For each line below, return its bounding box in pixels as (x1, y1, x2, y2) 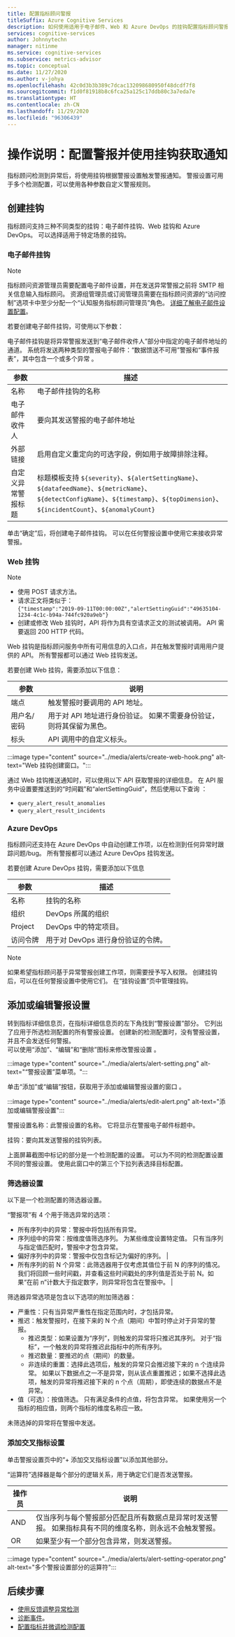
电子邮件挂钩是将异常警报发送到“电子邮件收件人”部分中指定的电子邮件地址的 (7, 336, 227, 345)
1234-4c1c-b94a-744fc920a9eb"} (17, 611, 109, 618)
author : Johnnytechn (7, 36, 68, 43)
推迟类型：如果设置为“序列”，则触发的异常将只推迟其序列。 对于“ (27, 1334, 216, 1342)
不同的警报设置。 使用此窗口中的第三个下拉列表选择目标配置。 (7, 1159, 187, 1168)
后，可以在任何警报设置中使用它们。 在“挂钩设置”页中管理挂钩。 (7, 977, 192, 985)
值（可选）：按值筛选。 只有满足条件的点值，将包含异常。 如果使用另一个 (17, 1395, 227, 1403)
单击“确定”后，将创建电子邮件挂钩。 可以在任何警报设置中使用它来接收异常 (7, 529, 223, 537)
